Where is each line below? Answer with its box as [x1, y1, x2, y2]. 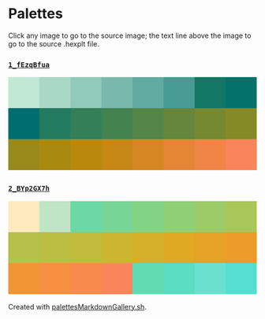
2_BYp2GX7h [8, 184, 50, 193]
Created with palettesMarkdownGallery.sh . [8, 302, 147, 311]
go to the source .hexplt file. [8, 39, 100, 48]
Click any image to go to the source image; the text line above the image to [8, 31, 252, 40]
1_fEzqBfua [8, 60, 50, 69]
